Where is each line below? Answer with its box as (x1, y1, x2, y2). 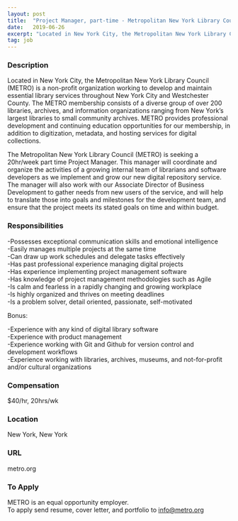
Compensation (7, 380, 59, 390)
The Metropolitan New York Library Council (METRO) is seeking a (7, 150, 198, 159)
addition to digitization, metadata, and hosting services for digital (7, 129, 197, 138)
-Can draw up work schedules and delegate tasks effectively (7, 252, 186, 260)
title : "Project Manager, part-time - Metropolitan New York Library (7, 17, 220, 24)
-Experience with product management (7, 332, 122, 341)
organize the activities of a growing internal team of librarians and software (7, 165, 227, 174)
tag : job (7, 37, 33, 44)
